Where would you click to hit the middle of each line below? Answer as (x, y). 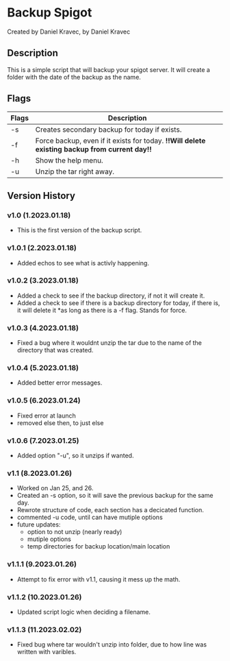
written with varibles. (47, 652)
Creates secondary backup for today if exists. (108, 130)
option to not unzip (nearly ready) (75, 532)
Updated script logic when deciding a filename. (84, 612)
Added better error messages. (60, 383)
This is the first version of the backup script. (79, 230)
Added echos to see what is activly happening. (83, 263)
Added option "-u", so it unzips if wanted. (75, 456)
